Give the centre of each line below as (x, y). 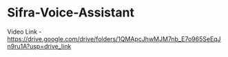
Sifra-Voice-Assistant (71, 13)
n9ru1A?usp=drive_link (39, 46)
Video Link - (24, 32)
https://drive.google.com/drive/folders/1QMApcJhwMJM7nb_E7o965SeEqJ (114, 38)
